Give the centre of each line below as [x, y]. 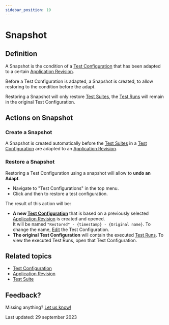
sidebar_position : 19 [28, 10]
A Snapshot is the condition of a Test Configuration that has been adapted [83, 66]
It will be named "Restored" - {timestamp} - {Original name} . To [82, 224]
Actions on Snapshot [39, 118]
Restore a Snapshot [30, 162]
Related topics [29, 256]
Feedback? [23, 295]
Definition [21, 54]
